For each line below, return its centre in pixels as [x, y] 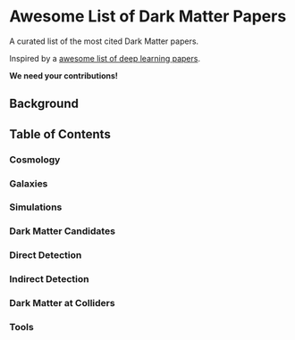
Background [44, 104]
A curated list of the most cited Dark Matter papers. [104, 41]
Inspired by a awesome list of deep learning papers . [105, 58]
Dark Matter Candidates [63, 231]
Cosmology [35, 160]
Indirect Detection [49, 279]
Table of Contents [60, 134]
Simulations [36, 207]
